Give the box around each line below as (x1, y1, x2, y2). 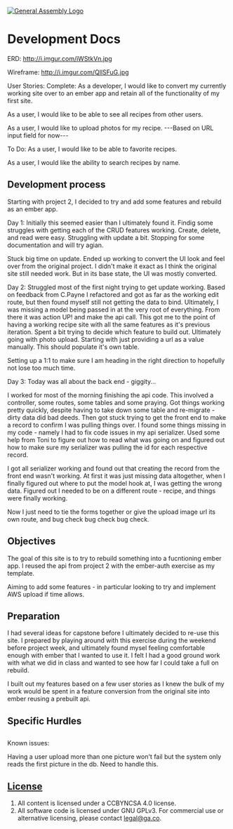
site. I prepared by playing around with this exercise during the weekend (7, 636, 216, 645)
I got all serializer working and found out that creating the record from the (7, 464, 220, 472)
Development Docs (7, 32, 121, 47)
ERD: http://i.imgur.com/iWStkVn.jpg (7, 54, 112, 62)
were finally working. (7, 493, 68, 502)
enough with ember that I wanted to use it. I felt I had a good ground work (7, 651, 220, 660)
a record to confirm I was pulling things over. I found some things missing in (7, 420, 227, 429)
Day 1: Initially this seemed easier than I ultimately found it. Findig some (7, 218, 213, 227)
